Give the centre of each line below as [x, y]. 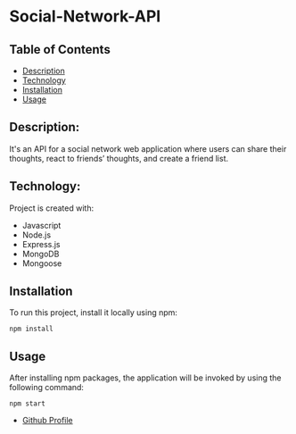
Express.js [41, 244]
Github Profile [47, 421]
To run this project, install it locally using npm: [94, 313]
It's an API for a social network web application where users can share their [148, 148]
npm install [31, 329]
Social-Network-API [85, 17]
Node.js [37, 235]
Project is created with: [52, 208]
